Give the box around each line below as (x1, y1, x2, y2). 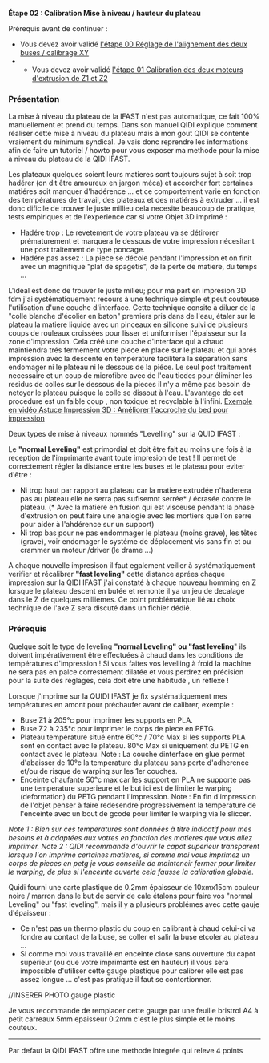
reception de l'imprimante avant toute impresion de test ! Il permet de (8, 453, 237, 463)
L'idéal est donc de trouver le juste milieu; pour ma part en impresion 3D (8, 286, 247, 296)
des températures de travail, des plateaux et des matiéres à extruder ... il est (8, 195, 260, 205)
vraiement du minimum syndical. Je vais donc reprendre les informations (8, 137, 249, 147)
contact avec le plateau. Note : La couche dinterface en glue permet (19, 749, 246, 759)
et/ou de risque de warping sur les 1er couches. (19, 766, 178, 775)
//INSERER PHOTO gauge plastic (8, 990, 116, 1000)
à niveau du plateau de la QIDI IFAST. (8, 154, 130, 164)
